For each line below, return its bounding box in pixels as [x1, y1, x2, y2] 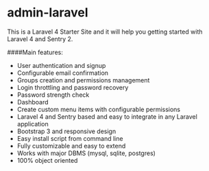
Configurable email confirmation [16, 69, 108, 77]
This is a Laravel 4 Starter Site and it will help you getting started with [7, 27, 203, 36]
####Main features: [7, 48, 63, 56]
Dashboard [16, 98, 49, 106]
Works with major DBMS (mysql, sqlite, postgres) [16, 149, 156, 157]
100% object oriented [16, 156, 78, 164]
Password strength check [16, 91, 90, 99]
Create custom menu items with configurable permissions [16, 105, 181, 113]
